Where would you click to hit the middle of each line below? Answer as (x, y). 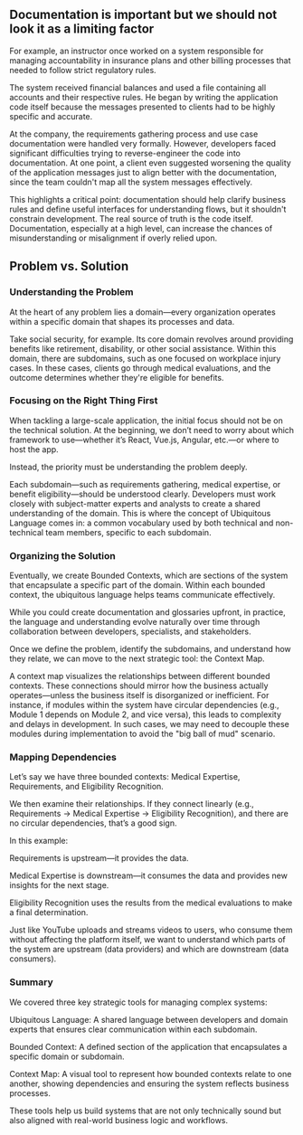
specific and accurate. (51, 116)
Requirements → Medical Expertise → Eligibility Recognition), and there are (149, 814)
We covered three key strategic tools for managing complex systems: (138, 1002)
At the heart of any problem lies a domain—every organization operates (142, 312)
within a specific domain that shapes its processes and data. (122, 321)
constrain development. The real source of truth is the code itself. (131, 218)
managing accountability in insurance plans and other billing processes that (150, 60)
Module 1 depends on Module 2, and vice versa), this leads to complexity (146, 714)
